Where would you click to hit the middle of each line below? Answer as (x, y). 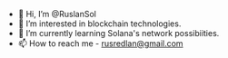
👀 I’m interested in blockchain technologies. (99, 24)
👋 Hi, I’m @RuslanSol (57, 14)
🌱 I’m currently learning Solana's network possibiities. (119, 33)
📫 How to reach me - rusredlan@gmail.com (100, 43)
